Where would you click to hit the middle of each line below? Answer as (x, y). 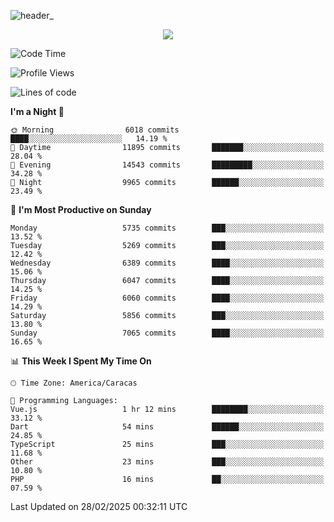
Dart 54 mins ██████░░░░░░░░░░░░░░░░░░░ (167, 427)
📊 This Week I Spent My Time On (81, 361)
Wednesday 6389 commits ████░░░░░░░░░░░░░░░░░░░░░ (167, 263)
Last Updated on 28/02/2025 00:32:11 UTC (99, 506)
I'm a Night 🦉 (37, 111)
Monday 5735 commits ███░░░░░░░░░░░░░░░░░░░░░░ (167, 228)
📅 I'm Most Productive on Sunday (81, 209)
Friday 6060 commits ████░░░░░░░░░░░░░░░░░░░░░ (167, 298)
